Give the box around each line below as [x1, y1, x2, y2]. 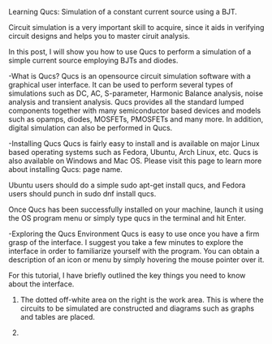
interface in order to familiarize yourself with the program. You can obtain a [8, 247, 260, 256]
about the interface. [8, 279, 75, 289]
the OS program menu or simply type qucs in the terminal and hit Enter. [8, 213, 246, 222]
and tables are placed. [19, 312, 95, 321]
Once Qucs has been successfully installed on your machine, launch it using [8, 204, 264, 214]
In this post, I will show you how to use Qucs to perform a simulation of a [8, 47, 252, 56]
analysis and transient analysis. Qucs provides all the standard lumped [8, 97, 244, 106]
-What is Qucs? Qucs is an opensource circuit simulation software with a [8, 71, 252, 80]
